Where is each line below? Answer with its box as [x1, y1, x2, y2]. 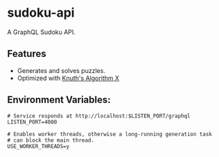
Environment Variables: [7, 94, 111, 106]
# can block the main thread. [7, 137, 95, 144]
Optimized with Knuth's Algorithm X [17, 74, 120, 82]
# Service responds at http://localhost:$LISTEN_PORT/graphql [7, 113, 191, 119]
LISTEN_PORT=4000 [7, 118, 58, 126]
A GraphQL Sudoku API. [7, 28, 76, 36]
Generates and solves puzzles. [17, 66, 106, 74]
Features [7, 48, 46, 60]
